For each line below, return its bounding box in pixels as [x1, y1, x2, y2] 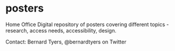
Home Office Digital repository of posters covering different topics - [5, 21, 169, 28]
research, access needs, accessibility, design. [5, 27, 116, 34]
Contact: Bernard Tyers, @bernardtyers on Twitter [5, 38, 126, 45]
